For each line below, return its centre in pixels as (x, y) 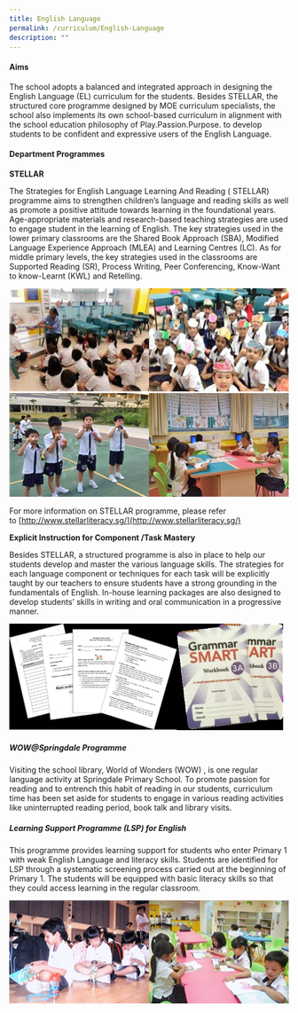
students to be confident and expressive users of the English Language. (141, 134)
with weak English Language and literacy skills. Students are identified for (144, 860)
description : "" (39, 37)
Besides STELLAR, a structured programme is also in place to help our (137, 554)
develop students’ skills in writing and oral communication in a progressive (145, 601)
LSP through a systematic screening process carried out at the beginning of (148, 868)
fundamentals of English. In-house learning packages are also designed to (145, 592)
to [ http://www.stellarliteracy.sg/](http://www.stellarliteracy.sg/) (125, 520)
